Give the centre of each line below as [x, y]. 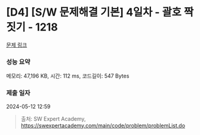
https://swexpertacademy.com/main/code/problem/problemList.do [103, 125]
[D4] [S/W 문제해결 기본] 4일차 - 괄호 [94, 12]
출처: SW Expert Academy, [53, 119]
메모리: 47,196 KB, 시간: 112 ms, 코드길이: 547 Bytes [68, 76]
